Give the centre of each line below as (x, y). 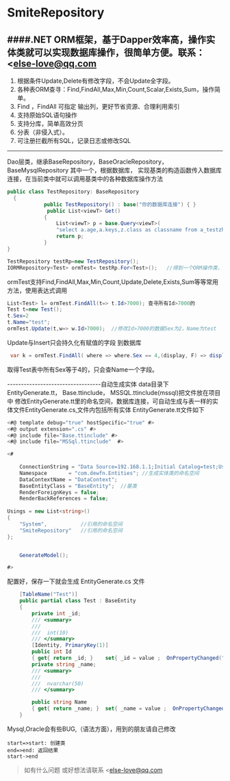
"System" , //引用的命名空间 (71, 524)
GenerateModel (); (44, 555)
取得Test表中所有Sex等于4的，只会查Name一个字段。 (83, 369)
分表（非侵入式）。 (42, 132)
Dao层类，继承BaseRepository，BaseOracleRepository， (87, 162)
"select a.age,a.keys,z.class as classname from (126, 230)
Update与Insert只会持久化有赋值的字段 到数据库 (74, 342)
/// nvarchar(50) (58, 683)
